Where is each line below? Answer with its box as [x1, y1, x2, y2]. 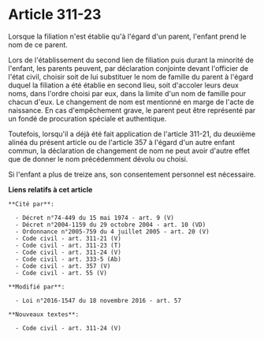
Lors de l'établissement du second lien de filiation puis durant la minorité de [8, 55, 255, 65]
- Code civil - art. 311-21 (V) [15, 234, 122, 242]
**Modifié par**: [8, 282, 65, 291]
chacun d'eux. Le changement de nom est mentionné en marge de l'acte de [8, 97, 255, 106]
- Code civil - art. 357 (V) [15, 262, 111, 270]
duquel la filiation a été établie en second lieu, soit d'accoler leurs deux [8, 80, 239, 90]
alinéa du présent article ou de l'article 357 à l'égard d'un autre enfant [8, 137, 235, 147]
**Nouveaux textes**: [8, 310, 80, 319]
